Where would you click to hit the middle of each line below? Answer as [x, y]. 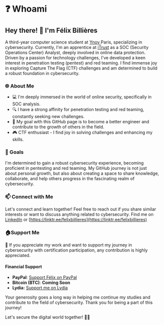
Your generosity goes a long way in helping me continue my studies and [78, 297]
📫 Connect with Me [29, 197]
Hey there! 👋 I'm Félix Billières [51, 30]
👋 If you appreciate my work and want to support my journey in [69, 245]
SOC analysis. [26, 104]
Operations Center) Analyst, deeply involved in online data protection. [75, 52]
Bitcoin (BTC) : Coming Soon [41, 283]
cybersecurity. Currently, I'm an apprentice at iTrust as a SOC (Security [77, 47]
